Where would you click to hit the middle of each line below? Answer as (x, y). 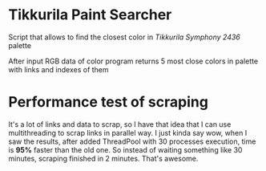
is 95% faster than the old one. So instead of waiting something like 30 (125, 149)
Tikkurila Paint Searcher (90, 15)
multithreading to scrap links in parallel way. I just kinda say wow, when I (128, 132)
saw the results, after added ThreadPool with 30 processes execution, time (132, 141)
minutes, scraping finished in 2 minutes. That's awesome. (103, 158)
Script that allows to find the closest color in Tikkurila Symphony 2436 (124, 37)
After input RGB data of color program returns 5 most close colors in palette (133, 61)
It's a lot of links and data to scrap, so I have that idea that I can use (120, 124)
